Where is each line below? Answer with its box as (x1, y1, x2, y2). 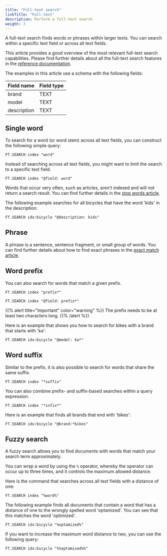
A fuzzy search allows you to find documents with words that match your (5, 448, 156, 454)
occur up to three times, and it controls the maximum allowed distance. (5, 468, 151, 474)
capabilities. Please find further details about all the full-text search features (5, 56, 162, 62)
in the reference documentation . (5, 61, 71, 67)
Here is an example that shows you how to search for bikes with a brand (5, 322, 154, 328)
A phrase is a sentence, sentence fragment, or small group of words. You (5, 241, 156, 248)
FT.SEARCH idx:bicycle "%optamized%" (5, 522, 84, 527)
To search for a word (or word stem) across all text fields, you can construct (5, 137, 161, 143)
